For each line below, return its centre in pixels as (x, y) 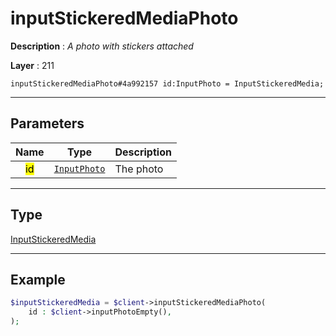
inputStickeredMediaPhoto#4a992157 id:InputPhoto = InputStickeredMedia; (167, 83)
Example (38, 279)
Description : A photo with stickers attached (102, 46)
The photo (139, 169)
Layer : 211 (32, 65)
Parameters (47, 123)
